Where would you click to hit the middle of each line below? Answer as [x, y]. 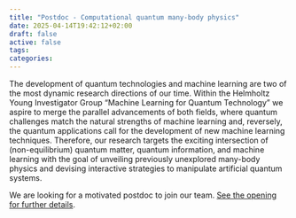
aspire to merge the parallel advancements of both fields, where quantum [143, 112]
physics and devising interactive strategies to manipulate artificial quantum [146, 168]
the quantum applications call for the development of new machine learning [147, 131]
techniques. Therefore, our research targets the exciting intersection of [139, 140]
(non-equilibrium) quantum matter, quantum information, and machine [137, 150]
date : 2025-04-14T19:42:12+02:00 [71, 26]
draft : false [33, 34]
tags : [19, 51]
